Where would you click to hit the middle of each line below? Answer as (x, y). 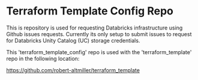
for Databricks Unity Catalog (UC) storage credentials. (73, 40)
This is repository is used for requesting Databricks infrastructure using (94, 28)
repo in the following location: (43, 58)
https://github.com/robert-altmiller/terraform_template (73, 70)
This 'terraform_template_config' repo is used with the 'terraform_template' (99, 52)
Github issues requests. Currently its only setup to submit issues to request (99, 34)
